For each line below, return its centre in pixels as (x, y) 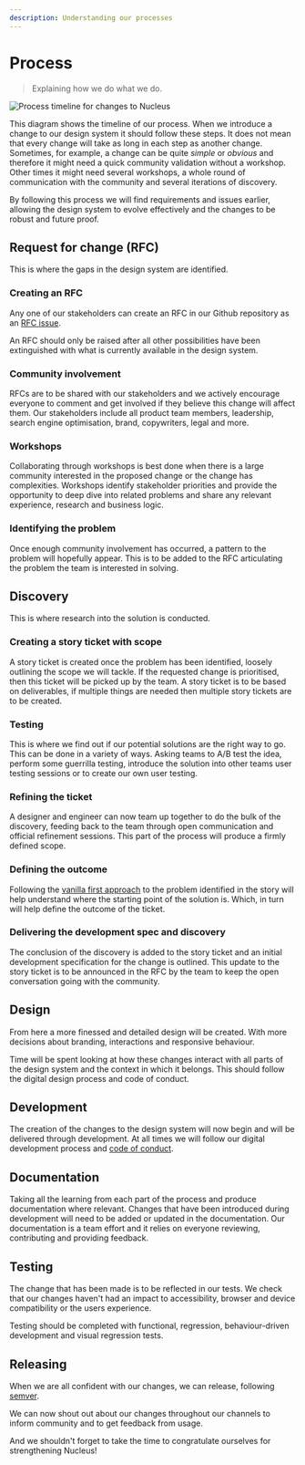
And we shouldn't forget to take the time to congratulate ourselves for (140, 1440)
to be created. (36, 701)
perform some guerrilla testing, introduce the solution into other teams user (151, 764)
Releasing (38, 1364)
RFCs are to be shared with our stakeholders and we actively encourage (145, 393)
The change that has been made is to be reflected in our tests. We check (146, 1289)
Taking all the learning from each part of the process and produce (133, 1200)
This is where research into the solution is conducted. (110, 618)
